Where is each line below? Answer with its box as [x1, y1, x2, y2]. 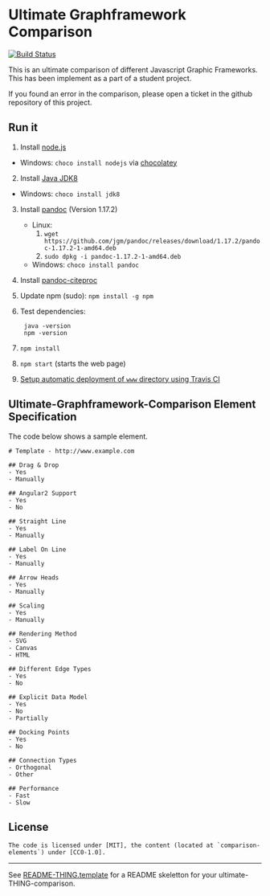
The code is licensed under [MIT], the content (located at [8, 841, 215, 849]
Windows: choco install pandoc [31, 260, 139, 269]
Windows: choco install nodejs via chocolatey [19, 158, 178, 167]
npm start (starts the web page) [19, 358, 126, 368]
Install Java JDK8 [19, 173, 78, 182]
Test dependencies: [19, 306, 86, 316]
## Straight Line [8, 517, 67, 526]
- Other [8, 770, 35, 779]
